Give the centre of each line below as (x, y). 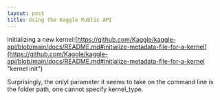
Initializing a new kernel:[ (42, 39)
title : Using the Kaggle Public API (59, 20)
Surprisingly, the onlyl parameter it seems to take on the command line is (110, 82)
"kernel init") (25, 68)
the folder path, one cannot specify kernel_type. (75, 89)
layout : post (26, 13)
